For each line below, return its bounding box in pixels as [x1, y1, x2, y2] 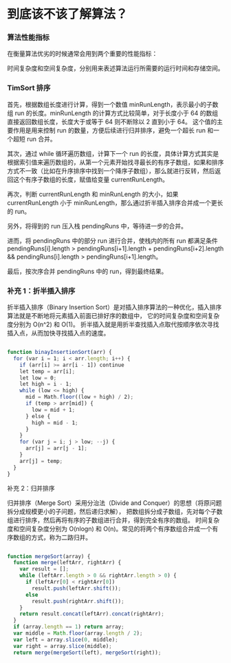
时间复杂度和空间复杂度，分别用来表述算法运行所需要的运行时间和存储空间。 [7, 64, 224, 72]
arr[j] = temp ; [19, 457, 63, 464]
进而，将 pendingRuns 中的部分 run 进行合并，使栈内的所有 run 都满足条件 [7, 236, 219, 245]
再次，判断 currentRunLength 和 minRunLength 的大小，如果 [7, 190, 179, 198]
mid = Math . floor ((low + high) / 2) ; [25, 394, 134, 401]
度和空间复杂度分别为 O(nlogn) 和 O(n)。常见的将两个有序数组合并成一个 [7, 524, 212, 533]
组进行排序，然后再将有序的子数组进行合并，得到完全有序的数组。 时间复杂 [7, 515, 220, 524]
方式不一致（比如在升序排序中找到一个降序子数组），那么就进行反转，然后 [7, 166, 215, 175]
